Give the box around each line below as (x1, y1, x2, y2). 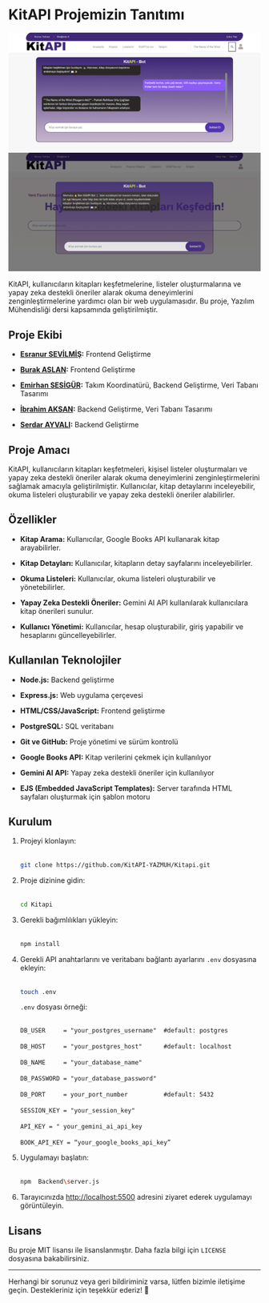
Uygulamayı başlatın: (19, 1153, 90, 1162)
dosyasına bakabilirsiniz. (8, 1254, 90, 1264)
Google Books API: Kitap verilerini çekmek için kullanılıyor (19, 752, 212, 762)
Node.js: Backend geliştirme (19, 675, 114, 684)
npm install (19, 940, 60, 948)
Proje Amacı (8, 443, 70, 457)
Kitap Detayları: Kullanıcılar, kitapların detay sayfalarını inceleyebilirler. (19, 558, 253, 567)
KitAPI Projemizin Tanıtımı (8, 6, 185, 24)
